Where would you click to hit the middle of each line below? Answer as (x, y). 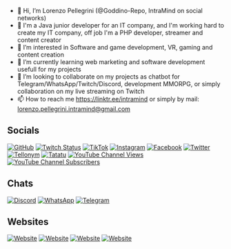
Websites (28, 222)
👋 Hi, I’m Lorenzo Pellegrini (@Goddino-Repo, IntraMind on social (110, 11)
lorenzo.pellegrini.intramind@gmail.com (74, 109)
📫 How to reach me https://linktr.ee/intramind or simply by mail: (108, 99)
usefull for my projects (49, 69)
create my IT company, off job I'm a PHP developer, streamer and (110, 32)
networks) (32, 18)
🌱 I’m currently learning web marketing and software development (111, 62)
